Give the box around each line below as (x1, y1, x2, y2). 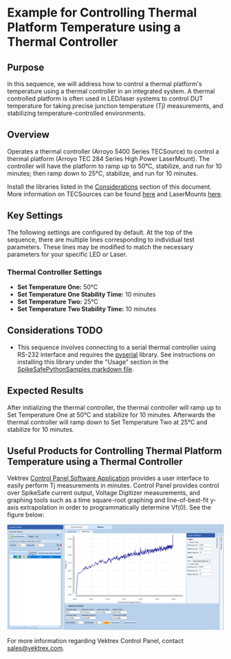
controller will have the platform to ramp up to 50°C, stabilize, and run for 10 (7, 162, 222, 170)
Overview (7, 129, 50, 140)
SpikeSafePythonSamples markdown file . (16, 365, 134, 373)
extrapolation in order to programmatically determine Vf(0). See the (20, 503, 211, 512)
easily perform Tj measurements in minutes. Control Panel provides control (7, 481, 220, 490)
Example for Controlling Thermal (7, 5, 197, 21)
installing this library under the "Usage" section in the (16, 357, 169, 366)
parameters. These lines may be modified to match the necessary (7, 242, 194, 251)
